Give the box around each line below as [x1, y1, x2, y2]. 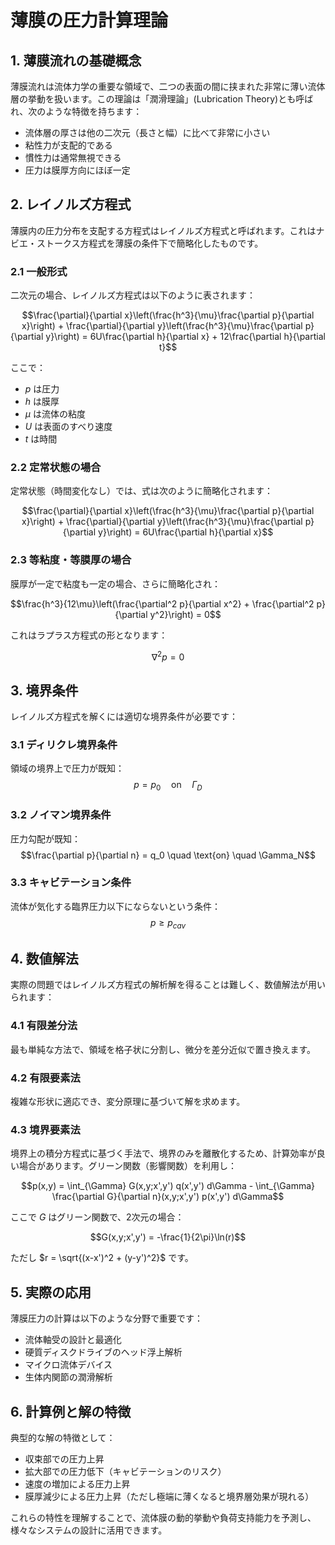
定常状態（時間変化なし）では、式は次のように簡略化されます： [10, 485, 273, 497]
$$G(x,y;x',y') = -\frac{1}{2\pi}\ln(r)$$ [89, 1231, 247, 1243]
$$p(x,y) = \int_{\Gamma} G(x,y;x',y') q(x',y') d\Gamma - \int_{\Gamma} [20, 1180, 316, 1192]
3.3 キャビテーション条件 [10, 876, 132, 890]
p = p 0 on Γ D [133, 779, 203, 793]
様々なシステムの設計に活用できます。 [10, 1524, 168, 1536]
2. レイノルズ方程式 [10, 196, 132, 213]
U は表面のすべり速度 [24, 421, 113, 433]
